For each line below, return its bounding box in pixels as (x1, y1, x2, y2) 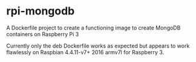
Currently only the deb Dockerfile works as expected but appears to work (6, 42, 190, 49)
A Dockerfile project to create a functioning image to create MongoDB (6, 24, 181, 31)
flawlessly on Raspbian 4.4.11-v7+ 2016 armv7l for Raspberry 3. (6, 48, 165, 55)
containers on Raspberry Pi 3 (6, 30, 79, 37)
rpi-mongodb (6, 4, 75, 18)
